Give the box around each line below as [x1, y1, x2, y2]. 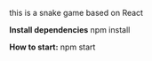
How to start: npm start [9, 42, 96, 52]
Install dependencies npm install [9, 25, 131, 34]
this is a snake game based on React [9, 8, 144, 18]
